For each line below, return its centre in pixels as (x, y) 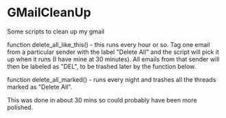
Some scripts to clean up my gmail (56, 31)
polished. (20, 107)
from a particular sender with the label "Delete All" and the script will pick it (113, 52)
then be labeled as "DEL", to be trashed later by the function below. (102, 66)
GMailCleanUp (49, 13)
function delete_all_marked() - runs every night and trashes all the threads (112, 79)
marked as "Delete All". (40, 87)
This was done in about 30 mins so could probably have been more (102, 100)
